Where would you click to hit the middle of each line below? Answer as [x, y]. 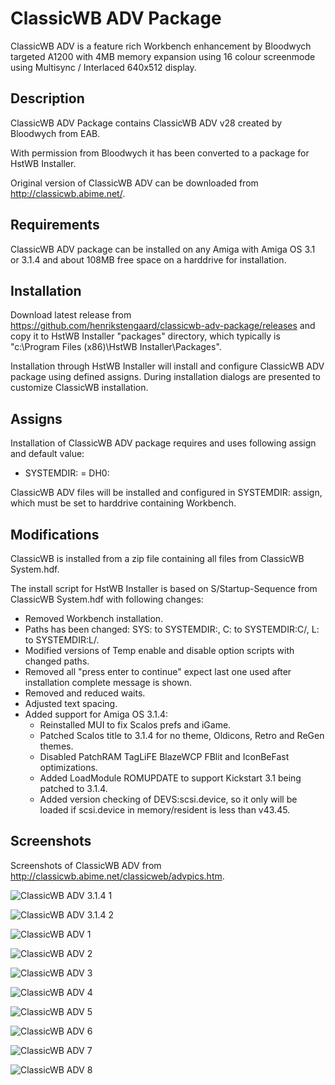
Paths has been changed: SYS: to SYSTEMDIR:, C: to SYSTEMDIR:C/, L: [172, 629]
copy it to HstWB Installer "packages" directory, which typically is [145, 336]
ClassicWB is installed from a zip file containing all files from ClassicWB [157, 558]
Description [47, 98]
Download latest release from [71, 315]
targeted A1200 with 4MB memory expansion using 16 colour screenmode [163, 56]
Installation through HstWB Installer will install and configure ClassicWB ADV [167, 366]
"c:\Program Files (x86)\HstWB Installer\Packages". [116, 347]
